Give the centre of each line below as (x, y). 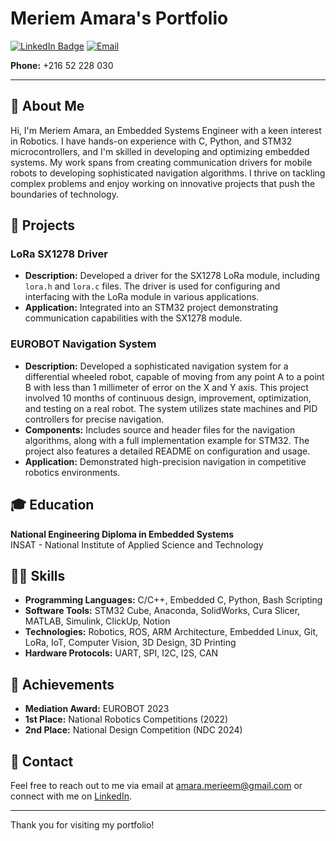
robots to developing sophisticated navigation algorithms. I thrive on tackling (168, 173)
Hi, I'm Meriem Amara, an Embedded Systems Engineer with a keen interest (166, 130)
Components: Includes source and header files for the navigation (160, 429)
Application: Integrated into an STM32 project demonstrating (151, 308)
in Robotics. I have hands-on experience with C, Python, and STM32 (151, 141)
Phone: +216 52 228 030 (62, 65)
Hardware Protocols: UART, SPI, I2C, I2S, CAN (121, 653)
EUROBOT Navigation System (83, 344)
